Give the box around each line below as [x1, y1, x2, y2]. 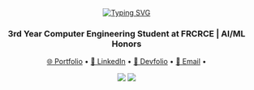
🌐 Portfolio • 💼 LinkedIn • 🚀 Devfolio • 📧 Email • [46, 57, 207, 66]
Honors [111, 38, 142, 49]
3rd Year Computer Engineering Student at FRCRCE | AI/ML [7, 28, 246, 39]
